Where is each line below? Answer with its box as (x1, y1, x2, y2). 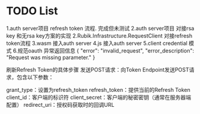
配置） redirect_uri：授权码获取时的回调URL (6, 101, 115, 108)
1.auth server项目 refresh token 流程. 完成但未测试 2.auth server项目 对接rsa (6, 24, 195, 32)
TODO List (6, 4, 58, 18)
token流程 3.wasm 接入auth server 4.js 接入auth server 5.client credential (6, 39, 188, 47)
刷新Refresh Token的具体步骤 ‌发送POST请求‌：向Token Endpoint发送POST (6, 66, 189, 73)
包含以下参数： (16, 73, 54, 81)
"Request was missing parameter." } (6, 54, 95, 61)
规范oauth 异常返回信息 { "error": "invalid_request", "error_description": (17, 47, 194, 54)
